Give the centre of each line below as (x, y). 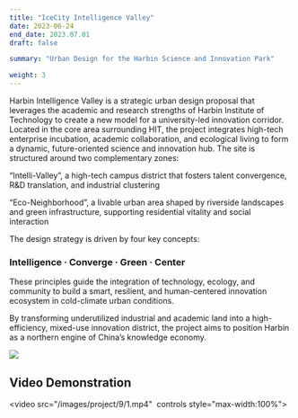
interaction (29, 222)
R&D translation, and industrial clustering (84, 185)
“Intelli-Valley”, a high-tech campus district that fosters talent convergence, (148, 175)
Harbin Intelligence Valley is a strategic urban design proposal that (132, 101)
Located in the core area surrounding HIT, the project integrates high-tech (146, 129)
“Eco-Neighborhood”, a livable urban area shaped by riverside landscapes (147, 202)
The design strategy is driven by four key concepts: (105, 239)
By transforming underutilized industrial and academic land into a (130, 318)
